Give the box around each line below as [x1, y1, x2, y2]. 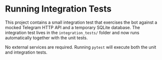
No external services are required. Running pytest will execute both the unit [5, 44, 157, 50]
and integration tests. [5, 49, 48, 55]
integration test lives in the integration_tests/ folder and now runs [5, 30, 140, 35]
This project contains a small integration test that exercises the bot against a [5, 19, 158, 25]
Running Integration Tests [5, 3, 112, 15]
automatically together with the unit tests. [5, 35, 88, 41]
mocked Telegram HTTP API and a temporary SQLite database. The [5, 24, 140, 30]
